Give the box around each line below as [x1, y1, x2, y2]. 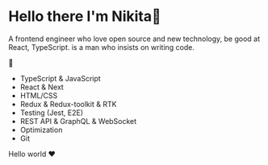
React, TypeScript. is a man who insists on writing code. [8, 42, 195, 52]
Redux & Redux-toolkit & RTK [19, 99, 117, 109]
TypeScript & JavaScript [19, 73, 101, 83]
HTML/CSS [19, 90, 58, 100]
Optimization [19, 125, 63, 134]
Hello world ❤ [8, 149, 56, 159]
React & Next [19, 82, 65, 92]
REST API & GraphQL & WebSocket [19, 116, 137, 126]
